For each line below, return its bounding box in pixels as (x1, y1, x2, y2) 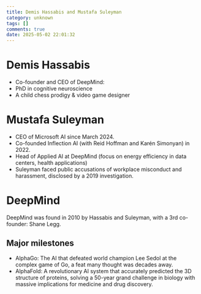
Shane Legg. (29, 220, 61, 227)
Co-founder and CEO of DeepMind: (15, 78, 105, 86)
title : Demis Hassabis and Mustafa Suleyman (6, 9, 122, 15)
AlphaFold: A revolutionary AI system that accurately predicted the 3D (15, 267, 192, 274)
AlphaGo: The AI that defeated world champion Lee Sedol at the (15, 254, 177, 262)
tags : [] (6, 20, 29, 26)
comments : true (6, 26, 45, 32)
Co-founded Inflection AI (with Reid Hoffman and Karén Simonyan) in (15, 140, 190, 147)
